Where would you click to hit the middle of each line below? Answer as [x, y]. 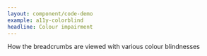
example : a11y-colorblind [45, 20]
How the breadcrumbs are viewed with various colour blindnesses [103, 47]
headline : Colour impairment [50, 27]
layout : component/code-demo [50, 14]
